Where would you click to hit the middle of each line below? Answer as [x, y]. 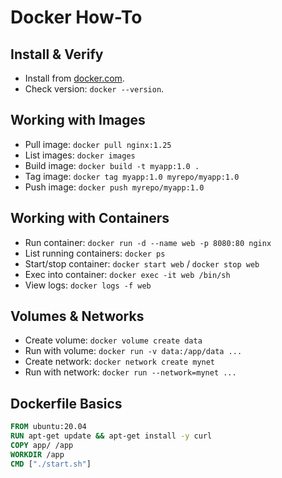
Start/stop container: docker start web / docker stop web [142, 263]
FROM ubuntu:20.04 [48, 427]
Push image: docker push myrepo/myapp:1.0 [114, 187]
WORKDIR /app [37, 454]
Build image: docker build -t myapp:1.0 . [112, 165]
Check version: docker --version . [94, 89]
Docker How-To [76, 17]
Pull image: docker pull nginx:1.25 [98, 144]
